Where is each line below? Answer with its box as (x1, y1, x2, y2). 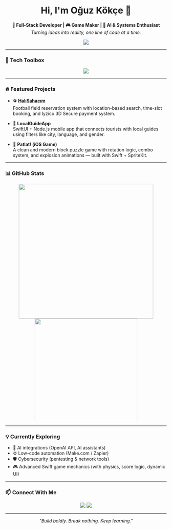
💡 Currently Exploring (5, 433, 60, 440)
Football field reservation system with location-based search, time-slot (12, 105, 162, 111)
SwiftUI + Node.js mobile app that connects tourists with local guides (12, 126, 159, 132)
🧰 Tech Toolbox (5, 56, 45, 64)
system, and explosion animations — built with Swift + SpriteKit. (12, 152, 147, 158)
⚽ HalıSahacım (12, 97, 46, 104)
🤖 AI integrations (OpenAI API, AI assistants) (12, 445, 106, 451)
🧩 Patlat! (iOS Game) (12, 141, 57, 147)
